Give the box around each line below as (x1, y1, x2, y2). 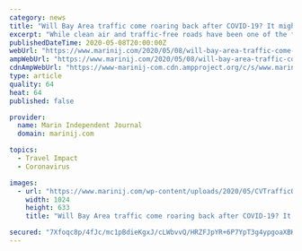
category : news (9, 13, 67, 22)
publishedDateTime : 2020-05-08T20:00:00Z (9, 38, 167, 48)
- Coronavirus (17, 162, 70, 171)
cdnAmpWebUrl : (9, 64, 63, 73)
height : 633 (25, 203, 70, 212)
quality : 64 (9, 80, 54, 89)
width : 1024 (25, 195, 70, 204)
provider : (9, 113, 47, 122)
